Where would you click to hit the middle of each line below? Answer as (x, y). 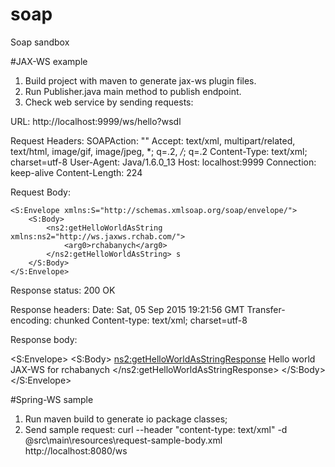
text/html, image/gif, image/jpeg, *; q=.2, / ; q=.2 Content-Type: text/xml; (159, 151)
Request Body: (40, 192)
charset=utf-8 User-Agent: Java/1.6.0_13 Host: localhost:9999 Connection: (163, 162)
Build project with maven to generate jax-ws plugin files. (140, 80)
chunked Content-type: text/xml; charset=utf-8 (150, 320)
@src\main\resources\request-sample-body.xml (123, 440)
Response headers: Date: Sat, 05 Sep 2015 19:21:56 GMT (127, 309)
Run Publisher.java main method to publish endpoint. (133, 91)
